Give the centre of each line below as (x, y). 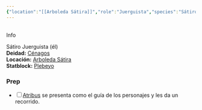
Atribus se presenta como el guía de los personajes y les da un (100, 95)
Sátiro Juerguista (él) (32, 46)
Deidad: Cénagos (28, 53)
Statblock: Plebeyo (30, 66)
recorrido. (27, 101)
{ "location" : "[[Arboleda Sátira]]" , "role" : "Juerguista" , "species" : (93, 12)
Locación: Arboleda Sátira (39, 59)
